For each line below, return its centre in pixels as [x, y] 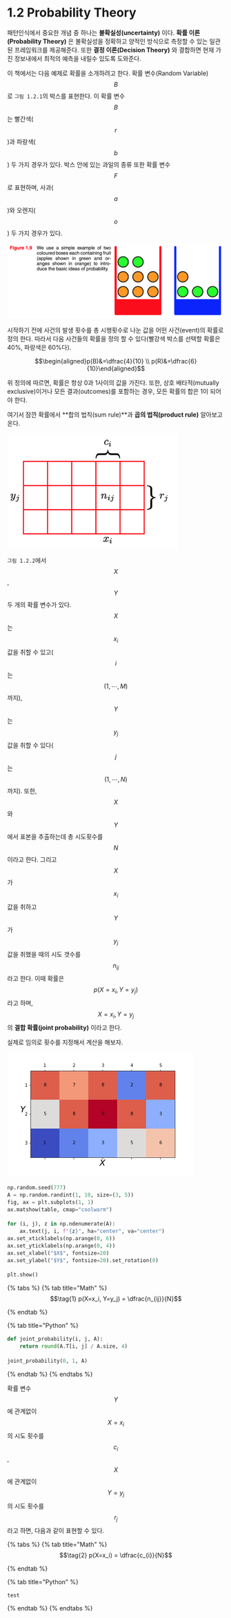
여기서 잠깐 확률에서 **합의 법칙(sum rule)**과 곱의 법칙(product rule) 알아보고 [115, 415]
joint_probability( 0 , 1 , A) [48, 1361]
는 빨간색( [20, 119]
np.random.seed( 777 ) [37, 1188]
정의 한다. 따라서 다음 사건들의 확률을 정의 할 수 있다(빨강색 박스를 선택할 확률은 [114, 339]
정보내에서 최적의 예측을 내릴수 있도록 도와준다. [78, 58]
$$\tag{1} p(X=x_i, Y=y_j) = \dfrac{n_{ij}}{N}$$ [116, 1299]
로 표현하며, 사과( [30, 187]
